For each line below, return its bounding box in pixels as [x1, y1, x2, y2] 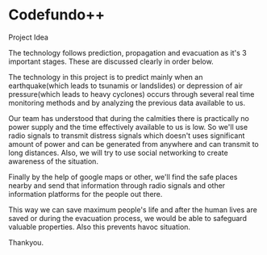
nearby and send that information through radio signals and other [8, 180, 226, 190]
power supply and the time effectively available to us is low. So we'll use [8, 122, 248, 132]
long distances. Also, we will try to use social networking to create [8, 148, 228, 157]
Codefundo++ [8, 6, 106, 24]
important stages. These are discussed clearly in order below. [8, 56, 214, 66]
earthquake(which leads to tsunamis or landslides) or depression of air [8, 81, 244, 90]
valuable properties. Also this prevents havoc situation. [8, 222, 191, 232]
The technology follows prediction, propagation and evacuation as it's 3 [8, 48, 248, 57]
